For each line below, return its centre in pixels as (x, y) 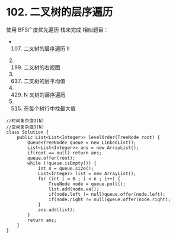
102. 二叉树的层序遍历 (60, 12)
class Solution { (28, 132)
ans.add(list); (57, 210)
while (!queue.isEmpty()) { (62, 163)
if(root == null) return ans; (65, 153)
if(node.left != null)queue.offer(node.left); (107, 194)
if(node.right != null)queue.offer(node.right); (109, 199)
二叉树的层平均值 (44, 81)
